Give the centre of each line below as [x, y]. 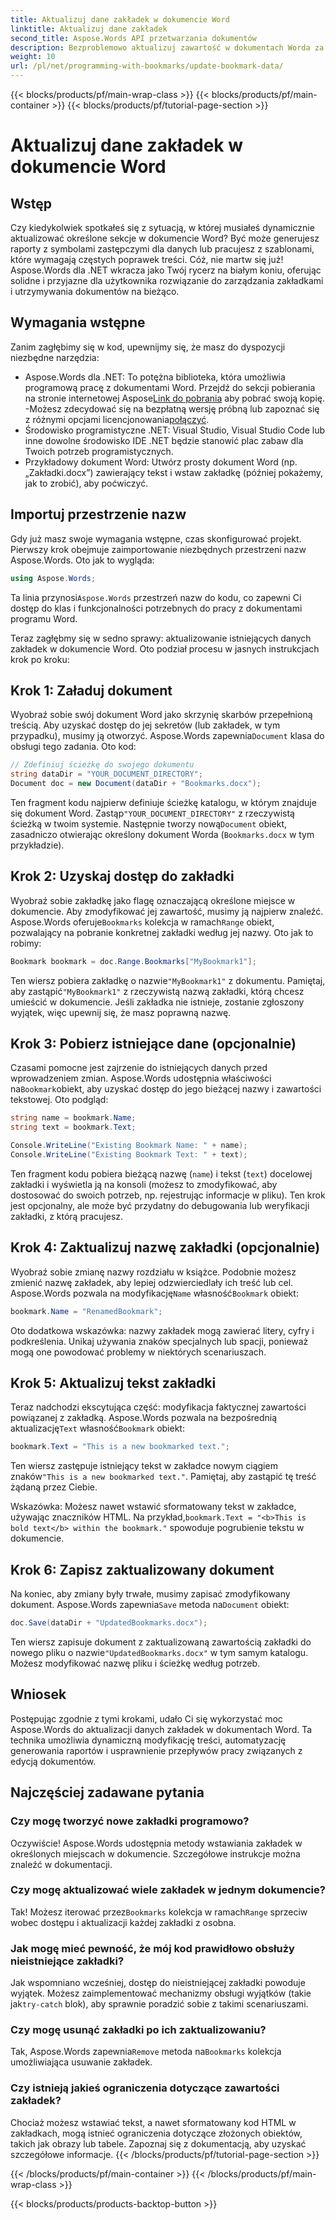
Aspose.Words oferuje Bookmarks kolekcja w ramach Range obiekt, [142, 922]
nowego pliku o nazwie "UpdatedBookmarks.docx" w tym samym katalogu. [159, 1652]
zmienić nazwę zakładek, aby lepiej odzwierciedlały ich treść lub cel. [152, 1282]
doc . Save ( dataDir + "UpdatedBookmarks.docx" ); [109, 1623]
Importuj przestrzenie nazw [98, 514]
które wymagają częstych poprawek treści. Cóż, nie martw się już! [147, 259]
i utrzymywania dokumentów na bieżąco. [95, 291]
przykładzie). [37, 845]
